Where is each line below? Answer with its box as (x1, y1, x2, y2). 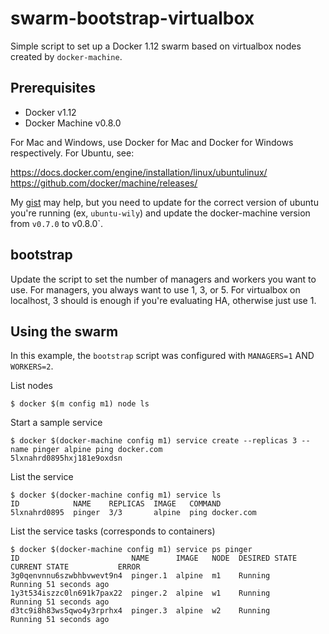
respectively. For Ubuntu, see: (10, 147, 135, 159)
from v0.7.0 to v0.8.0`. (10, 217, 103, 229)
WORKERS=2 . (10, 360, 54, 372)
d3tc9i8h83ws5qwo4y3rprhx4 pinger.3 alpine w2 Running (10, 606, 271, 616)
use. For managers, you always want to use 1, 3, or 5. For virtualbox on (10, 283, 301, 296)
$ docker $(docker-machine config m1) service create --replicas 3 (10, 436, 298, 446)
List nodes (10, 380, 54, 392)
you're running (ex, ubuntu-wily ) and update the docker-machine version (10, 207, 311, 219)
